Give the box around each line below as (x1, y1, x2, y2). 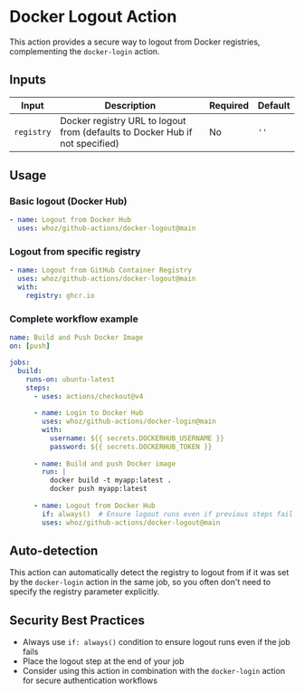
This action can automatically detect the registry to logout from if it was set (9, 567, 290, 578)
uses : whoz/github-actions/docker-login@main (42, 417, 217, 427)
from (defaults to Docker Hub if (60, 125, 193, 138)
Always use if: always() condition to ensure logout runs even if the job (22, 637, 291, 648)
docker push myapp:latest (49, 485, 147, 494)
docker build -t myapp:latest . (49, 476, 172, 486)
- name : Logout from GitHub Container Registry (9, 265, 193, 275)
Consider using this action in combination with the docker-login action (22, 666, 286, 677)
